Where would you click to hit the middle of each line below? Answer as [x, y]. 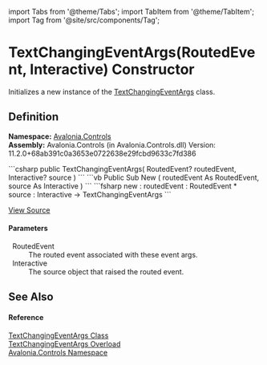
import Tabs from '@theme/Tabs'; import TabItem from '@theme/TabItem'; [131, 12]
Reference [26, 317]
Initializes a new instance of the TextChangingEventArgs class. [112, 91]
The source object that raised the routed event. [106, 271]
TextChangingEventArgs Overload [65, 343]
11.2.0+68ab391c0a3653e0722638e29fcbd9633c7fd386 [102, 153]
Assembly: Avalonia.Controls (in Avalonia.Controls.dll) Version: [112, 144]
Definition [33, 117]
